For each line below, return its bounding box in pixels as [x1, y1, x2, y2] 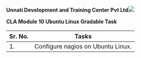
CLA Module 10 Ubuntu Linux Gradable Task [6, 18, 117, 25]
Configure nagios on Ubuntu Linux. [34, 42, 132, 50]
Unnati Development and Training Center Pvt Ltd [6, 7, 129, 13]
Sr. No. [9, 32, 29, 40]
